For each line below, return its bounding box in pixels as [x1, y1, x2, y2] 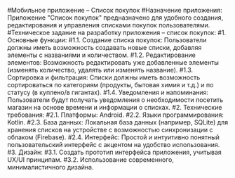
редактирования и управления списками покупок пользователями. [7, 21, 210, 29]
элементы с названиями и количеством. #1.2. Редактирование [7, 51, 196, 59]
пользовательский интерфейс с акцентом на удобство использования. [7, 141, 220, 148]
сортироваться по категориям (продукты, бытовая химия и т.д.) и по [7, 81, 214, 89]
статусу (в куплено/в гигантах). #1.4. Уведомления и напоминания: [7, 88, 209, 96]
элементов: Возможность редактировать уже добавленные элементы [7, 58, 220, 66]
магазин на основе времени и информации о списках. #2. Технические [7, 103, 222, 111]
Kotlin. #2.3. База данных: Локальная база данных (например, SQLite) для [7, 118, 229, 126]
